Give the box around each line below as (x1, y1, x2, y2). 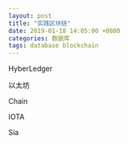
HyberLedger (8, 64, 53, 73)
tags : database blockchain (8, 42, 99, 50)
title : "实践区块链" (8, 19, 71, 27)
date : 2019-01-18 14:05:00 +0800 (8, 27, 121, 35)
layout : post (8, 11, 52, 20)
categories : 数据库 (8, 34, 70, 43)
